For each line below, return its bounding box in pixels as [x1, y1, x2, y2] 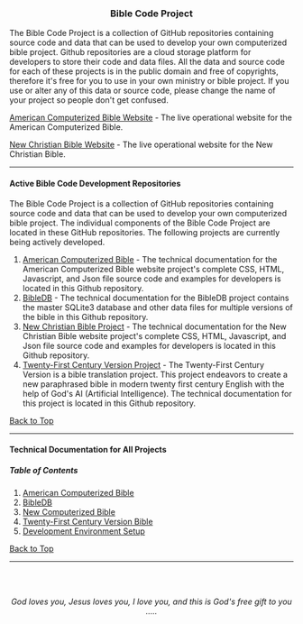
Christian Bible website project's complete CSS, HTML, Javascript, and [22, 330, 287, 341]
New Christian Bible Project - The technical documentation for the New [22, 321, 287, 332]
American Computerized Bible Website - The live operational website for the [9, 112, 293, 124]
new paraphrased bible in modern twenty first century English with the [22, 378, 285, 390]
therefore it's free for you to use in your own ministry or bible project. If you [9, 76, 289, 87]
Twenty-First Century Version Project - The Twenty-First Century [22, 359, 264, 370]
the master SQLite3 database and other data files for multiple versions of [22, 301, 293, 313]
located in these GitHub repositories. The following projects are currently [9, 226, 280, 237]
